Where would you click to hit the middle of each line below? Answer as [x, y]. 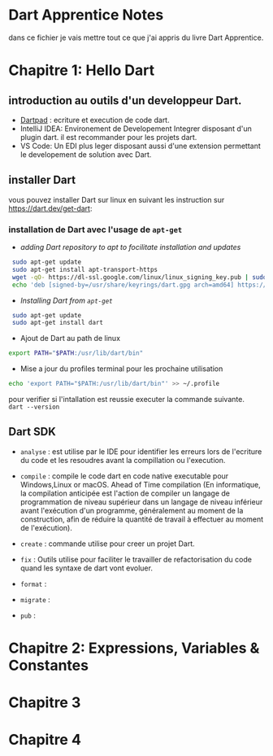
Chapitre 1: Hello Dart [82, 70]
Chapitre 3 [45, 703]
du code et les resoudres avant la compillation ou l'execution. [123, 460]
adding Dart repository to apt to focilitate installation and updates [130, 247]
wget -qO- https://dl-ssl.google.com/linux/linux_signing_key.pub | [130, 277]
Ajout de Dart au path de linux [70, 339]
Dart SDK [32, 432]
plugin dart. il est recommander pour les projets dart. [108, 137]
